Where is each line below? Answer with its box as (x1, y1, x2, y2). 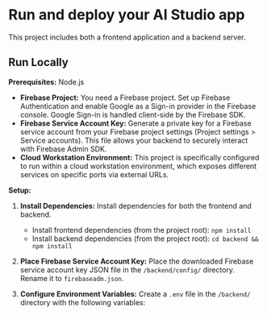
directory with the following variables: (19, 297, 146, 307)
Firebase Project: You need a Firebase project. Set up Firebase (19, 93, 231, 102)
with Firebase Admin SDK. (19, 143, 107, 154)
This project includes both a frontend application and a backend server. (8, 32, 246, 42)
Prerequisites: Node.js (8, 77, 85, 86)
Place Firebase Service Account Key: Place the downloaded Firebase (19, 256, 254, 266)
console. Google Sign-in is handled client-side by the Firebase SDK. (19, 110, 246, 119)
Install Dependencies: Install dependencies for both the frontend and (19, 201, 252, 210)
